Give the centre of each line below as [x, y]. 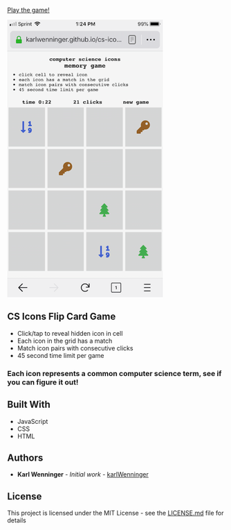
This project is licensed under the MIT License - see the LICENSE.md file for [115, 513]
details [17, 520]
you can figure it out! [43, 382]
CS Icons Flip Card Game [62, 317]
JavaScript [33, 421]
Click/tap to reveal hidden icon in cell [70, 333]
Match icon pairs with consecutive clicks [75, 348]
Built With [29, 405]
